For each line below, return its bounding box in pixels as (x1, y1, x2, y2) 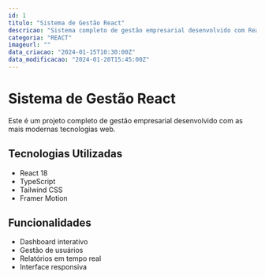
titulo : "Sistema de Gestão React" (8, 19, 125, 27)
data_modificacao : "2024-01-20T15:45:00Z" (8, 56, 150, 64)
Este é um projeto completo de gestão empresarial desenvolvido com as (8, 115, 243, 125)
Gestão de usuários (19, 246, 84, 255)
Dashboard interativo (19, 237, 88, 247)
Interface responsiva (19, 262, 88, 272)
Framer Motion (19, 193, 69, 202)
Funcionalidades (8, 217, 92, 230)
